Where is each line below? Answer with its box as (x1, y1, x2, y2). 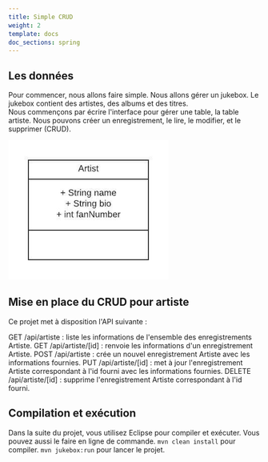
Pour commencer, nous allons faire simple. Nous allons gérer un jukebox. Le (8, 90, 259, 100)
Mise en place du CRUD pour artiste (8, 295, 190, 309)
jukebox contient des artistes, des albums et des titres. (8, 98, 189, 108)
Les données (8, 69, 74, 82)
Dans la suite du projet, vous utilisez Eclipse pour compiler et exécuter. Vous (8, 428, 260, 437)
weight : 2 (8, 21, 42, 30)
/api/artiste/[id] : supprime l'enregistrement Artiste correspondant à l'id (8, 375, 242, 384)
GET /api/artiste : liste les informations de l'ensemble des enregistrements (8, 332, 252, 342)
